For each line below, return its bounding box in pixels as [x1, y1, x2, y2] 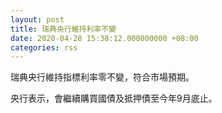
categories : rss [10, 42, 78, 53]
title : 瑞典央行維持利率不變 [10, 24, 117, 34]
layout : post [10, 14, 65, 25]
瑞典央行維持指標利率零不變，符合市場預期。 [10, 71, 195, 83]
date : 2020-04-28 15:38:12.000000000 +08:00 [10, 33, 199, 43]
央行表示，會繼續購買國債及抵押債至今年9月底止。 [10, 92, 218, 105]
